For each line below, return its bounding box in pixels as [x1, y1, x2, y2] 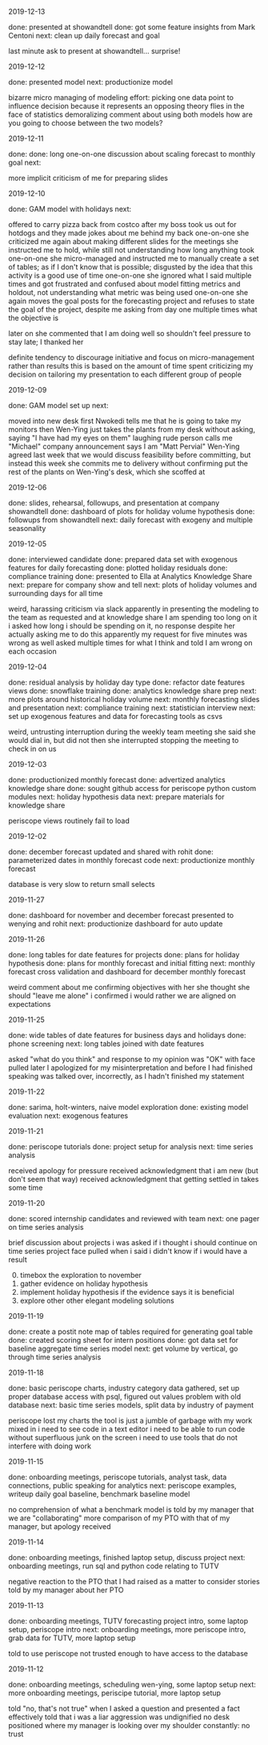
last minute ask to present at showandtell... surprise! [8, 46, 181, 55]
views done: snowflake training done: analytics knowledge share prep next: [8, 686, 258, 695]
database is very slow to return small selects [8, 880, 155, 888]
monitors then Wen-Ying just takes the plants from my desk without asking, [8, 425, 256, 434]
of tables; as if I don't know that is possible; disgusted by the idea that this [8, 262, 254, 271]
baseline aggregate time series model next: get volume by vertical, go [8, 1344, 238, 1353]
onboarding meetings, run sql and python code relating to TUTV [8, 1561, 219, 1571]
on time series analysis [8, 1223, 84, 1232]
